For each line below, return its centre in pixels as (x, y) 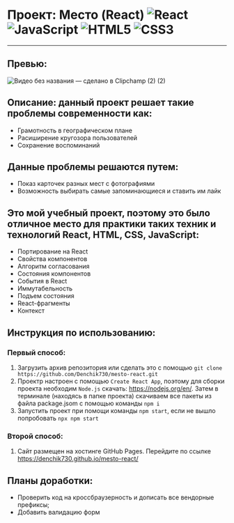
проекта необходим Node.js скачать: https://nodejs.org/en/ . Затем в (118, 388)
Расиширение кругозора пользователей (77, 138)
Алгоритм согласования (53, 266)
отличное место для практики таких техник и (112, 224)
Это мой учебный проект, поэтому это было (109, 213)
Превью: (27, 64)
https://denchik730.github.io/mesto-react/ (78, 459)
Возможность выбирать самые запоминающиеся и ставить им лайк (119, 191)
